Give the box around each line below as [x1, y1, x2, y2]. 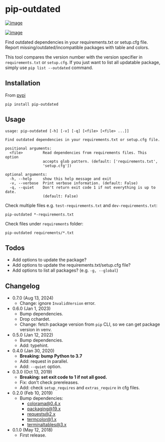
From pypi [5, 92, 26, 98]
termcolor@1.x [27, 416, 57, 423]
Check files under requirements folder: [5, 221, 83, 226]
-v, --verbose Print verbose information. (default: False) [9, 180, 138, 186]
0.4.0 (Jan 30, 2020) [12, 348, 55, 354]
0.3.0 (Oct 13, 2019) [12, 369, 52, 375]
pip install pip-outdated [5, 102, 58, 107]
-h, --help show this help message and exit [9, 176, 112, 181]
